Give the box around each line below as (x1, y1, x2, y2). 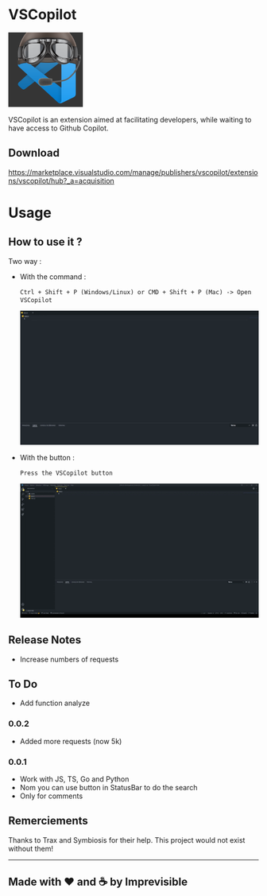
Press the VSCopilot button (19, 469, 113, 477)
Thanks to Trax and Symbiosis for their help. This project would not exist (8, 835, 246, 844)
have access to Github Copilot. (8, 123, 109, 133)
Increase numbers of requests (19, 654, 119, 664)
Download (8, 146, 60, 160)
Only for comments (19, 791, 83, 801)
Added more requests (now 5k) (19, 736, 122, 746)
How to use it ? (8, 235, 83, 249)
